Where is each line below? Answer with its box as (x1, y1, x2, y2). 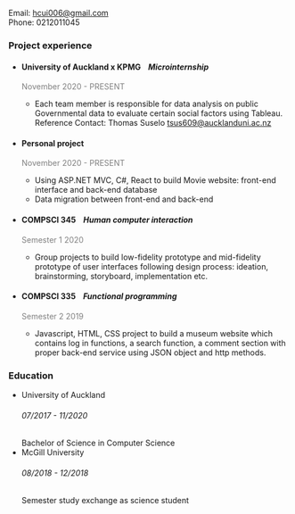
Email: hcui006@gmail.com (8, 8, 109, 18)
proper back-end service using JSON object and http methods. (34, 347, 266, 358)
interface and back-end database (34, 185, 158, 195)
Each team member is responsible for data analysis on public (34, 98, 259, 110)
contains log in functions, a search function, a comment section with (34, 337, 286, 348)
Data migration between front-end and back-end (34, 194, 214, 204)
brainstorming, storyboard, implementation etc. (34, 270, 209, 281)
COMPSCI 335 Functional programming (20, 291, 177, 302)
